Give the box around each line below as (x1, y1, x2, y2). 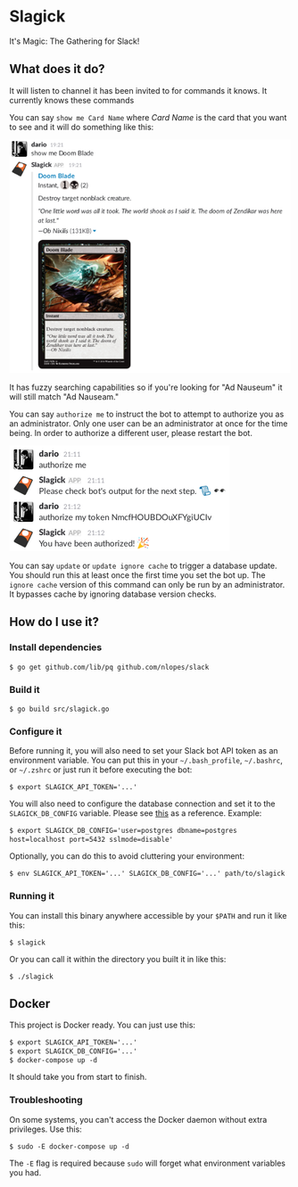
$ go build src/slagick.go (9, 705, 110, 713)
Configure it (9, 725, 62, 738)
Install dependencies (9, 641, 103, 654)
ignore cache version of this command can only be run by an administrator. (9, 579, 286, 589)
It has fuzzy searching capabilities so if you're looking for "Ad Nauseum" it (9, 382, 283, 392)
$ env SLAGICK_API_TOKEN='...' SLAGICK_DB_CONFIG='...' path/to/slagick (9, 870, 286, 878)
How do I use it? (9, 614, 100, 630)
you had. (9, 1166, 42, 1178)
